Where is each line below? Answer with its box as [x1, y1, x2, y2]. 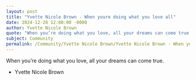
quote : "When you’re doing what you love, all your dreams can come [6, 30, 176, 36]
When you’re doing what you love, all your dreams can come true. [6, 57, 164, 64]
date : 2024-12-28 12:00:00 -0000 [6, 19, 87, 25]
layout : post [6, 8, 38, 15]
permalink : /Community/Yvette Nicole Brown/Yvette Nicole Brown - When [6, 41, 184, 47]
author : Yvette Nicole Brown [6, 25, 77, 31]
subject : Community [6, 36, 54, 41]
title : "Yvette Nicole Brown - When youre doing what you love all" [6, 14, 176, 20]
